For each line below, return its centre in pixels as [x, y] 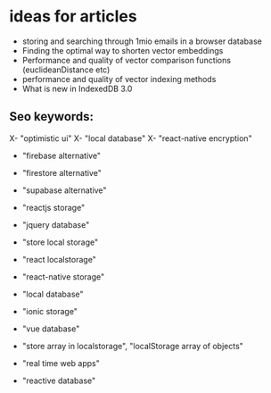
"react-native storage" [63, 276]
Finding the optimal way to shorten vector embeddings [123, 50]
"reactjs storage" [53, 207]
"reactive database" [59, 380]
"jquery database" [56, 224]
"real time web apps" [61, 363]
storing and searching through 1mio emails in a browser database [142, 41]
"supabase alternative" [64, 190]
